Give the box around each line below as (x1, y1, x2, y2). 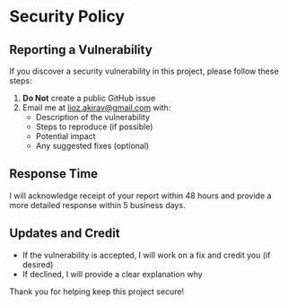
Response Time (9, 166, 99, 181)
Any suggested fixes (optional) (35, 141, 150, 151)
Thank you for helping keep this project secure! (9, 285, 185, 297)
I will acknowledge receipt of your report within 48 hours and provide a (9, 190, 272, 201)
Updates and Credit (9, 226, 120, 241)
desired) (22, 258, 54, 270)
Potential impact (35, 131, 96, 141)
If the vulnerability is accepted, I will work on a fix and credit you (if (22, 249, 271, 260)
